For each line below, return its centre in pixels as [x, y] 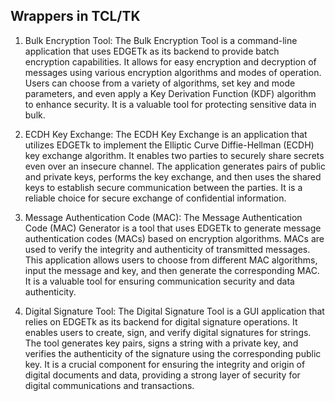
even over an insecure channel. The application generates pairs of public [175, 166]
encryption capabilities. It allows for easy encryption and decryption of [170, 61]
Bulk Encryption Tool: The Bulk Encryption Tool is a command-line [161, 40]
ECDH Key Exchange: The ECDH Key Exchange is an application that [166, 134]
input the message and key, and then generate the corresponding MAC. [172, 270]
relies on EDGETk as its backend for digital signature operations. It [161, 321]
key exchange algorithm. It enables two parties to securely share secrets [174, 155]
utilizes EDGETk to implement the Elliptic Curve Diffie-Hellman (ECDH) [169, 145]
